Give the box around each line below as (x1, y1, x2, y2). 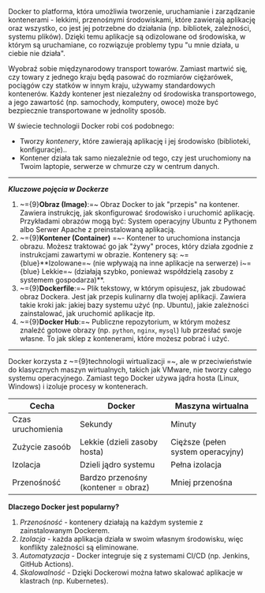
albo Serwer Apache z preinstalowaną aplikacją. (19, 225, 176, 234)
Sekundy (80, 418, 113, 430)
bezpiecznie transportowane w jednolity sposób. (8, 106, 167, 115)
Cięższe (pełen (170, 437, 226, 447)
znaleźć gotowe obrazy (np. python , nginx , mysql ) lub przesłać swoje (19, 325, 242, 335)
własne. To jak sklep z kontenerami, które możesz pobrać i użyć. (19, 334, 230, 343)
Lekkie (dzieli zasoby (80, 437, 159, 447)
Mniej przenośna (170, 477, 233, 488)
